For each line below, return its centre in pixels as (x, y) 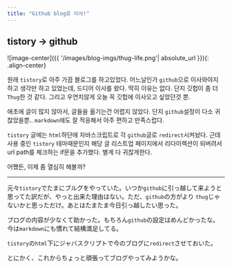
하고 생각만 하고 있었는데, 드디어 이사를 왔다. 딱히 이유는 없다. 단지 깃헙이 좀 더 (113, 88)
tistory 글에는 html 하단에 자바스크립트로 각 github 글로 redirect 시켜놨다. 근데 (114, 135)
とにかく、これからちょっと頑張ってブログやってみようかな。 (95, 258)
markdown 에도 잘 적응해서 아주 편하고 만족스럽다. (99, 120)
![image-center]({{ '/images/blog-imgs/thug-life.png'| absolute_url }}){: (108, 58)
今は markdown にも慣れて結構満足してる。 (65, 229)
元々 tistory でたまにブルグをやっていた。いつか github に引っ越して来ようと (115, 188)
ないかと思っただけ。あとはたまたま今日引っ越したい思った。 (95, 205)
